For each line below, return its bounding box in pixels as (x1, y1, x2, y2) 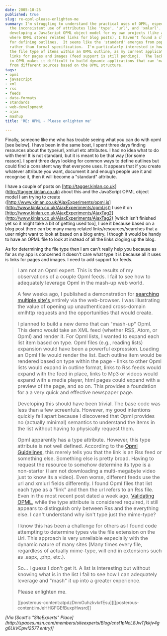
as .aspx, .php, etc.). (17, 554, 66, 561)
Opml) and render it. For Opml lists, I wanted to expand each (17, 332, 160, 339)
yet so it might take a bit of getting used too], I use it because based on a (5, 220, 155, 226)
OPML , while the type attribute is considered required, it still (17, 499, 159, 506)
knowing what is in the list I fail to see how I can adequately (17, 571, 158, 578)
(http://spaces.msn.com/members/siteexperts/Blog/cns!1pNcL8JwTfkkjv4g (5, 620, 160, 626)
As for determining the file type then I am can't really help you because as (5, 246, 157, 252)
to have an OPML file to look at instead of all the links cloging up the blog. (5, 236, 156, 242)
